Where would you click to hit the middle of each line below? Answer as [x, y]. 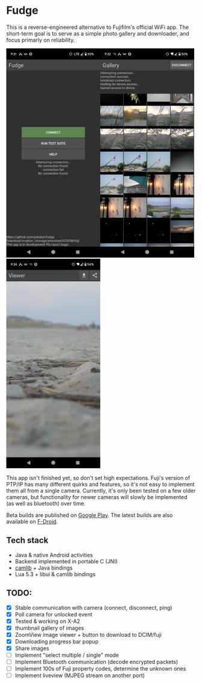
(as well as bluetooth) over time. [46, 503]
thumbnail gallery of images [49, 628]
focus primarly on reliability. [41, 40]
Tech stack [27, 540]
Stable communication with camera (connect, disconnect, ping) [93, 607]
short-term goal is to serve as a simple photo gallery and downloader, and [98, 33]
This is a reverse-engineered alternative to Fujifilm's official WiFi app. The [98, 27]
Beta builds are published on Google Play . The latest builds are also [90, 515]
